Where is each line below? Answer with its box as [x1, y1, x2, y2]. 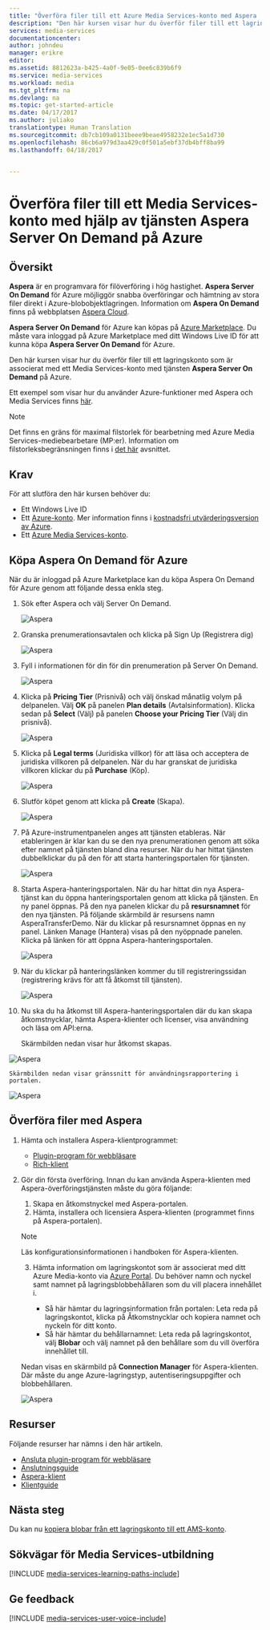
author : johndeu [9, 42, 63, 50]
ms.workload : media [9, 79, 75, 87]
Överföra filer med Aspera [9, 1114, 143, 1127]
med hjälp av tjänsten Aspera [51, 212, 249, 229]
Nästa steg [9, 1503, 65, 1517]
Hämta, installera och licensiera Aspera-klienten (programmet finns [32, 1207, 255, 1217]
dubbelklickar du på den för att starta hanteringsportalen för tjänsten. [20, 853, 250, 863]
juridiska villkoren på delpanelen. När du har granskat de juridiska [20, 757, 237, 766]
